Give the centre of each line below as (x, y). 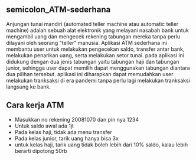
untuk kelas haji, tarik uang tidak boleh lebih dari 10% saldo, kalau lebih (101, 145)
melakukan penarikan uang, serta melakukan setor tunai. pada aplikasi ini (95, 55)
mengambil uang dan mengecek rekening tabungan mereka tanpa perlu (93, 36)
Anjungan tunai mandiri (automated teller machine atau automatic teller (92, 24)
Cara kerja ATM (35, 105)
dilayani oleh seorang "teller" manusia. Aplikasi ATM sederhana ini (86, 43)
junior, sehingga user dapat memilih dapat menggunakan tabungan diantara (98, 68)
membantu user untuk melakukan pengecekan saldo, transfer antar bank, (95, 49)
